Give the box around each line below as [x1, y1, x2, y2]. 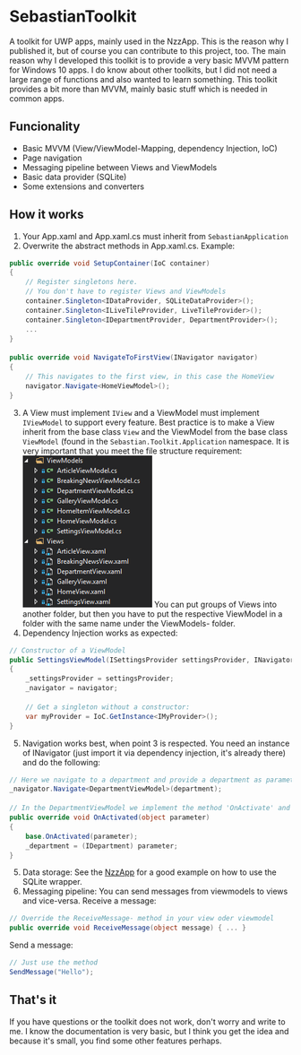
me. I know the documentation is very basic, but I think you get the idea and [9, 1025, 289, 1036]
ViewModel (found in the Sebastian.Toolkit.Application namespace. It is [21, 436, 289, 446]
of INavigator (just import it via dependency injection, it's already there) [21, 747, 287, 758]
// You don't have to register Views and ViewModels [25, 287, 227, 297]
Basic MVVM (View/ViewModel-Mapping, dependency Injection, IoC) [21, 143, 278, 153]
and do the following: [21, 757, 101, 767]
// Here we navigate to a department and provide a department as [9, 775, 262, 784]
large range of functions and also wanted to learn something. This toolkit [9, 74, 278, 84]
